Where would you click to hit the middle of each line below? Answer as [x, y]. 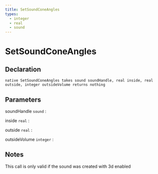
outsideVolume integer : [29, 139]
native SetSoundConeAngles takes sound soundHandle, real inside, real [79, 80]
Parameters [23, 100]
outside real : [19, 130]
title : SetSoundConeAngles [32, 9]
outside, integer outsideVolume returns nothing [55, 85]
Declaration [23, 69]
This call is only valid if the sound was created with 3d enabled [68, 166]
